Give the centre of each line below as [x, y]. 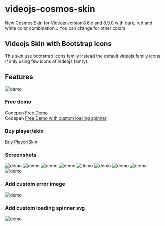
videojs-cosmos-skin [50, 9]
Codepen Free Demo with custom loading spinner [56, 118]
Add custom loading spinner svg [45, 208]
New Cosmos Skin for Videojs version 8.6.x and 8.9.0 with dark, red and [79, 23]
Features [19, 77]
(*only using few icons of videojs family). [47, 61]
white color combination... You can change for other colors [65, 28]
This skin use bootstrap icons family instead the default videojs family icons [83, 56]
